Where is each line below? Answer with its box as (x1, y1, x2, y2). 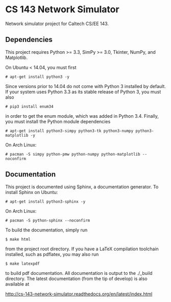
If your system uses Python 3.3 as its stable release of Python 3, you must (5, 89, 161, 95)
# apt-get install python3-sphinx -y (5, 199, 86, 204)
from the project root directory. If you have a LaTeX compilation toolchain (5, 246, 159, 252)
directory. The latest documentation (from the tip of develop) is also (5, 275, 148, 282)
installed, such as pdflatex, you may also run (5, 251, 99, 257)
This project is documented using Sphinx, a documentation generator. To (5, 183, 159, 190)
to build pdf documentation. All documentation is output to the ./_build (5, 270, 153, 276)
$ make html (5, 236, 31, 242)
